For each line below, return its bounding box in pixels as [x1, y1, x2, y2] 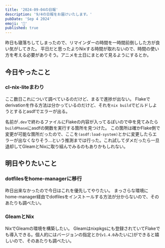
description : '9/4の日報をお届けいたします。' [5, 12, 93, 17]
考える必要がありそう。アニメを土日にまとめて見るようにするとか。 [13, 52, 152, 58]
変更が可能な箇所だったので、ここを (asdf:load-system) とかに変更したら [5, 131, 153, 137]
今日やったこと [5, 68, 51, 76]
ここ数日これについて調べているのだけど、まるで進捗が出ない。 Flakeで [5, 96, 151, 102]
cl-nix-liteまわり [5, 84, 44, 91]
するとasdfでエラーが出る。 [13, 108, 70, 114]
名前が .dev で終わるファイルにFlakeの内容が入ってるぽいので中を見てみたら [5, 119, 159, 125]
